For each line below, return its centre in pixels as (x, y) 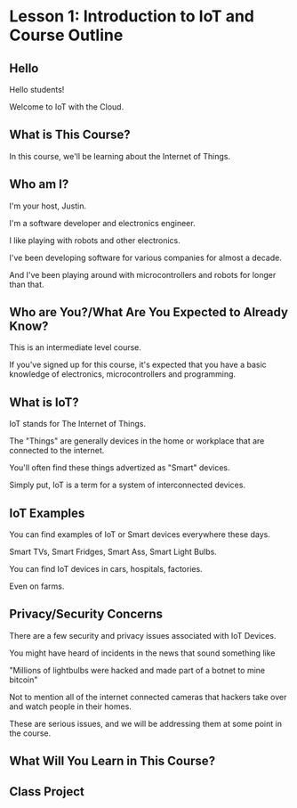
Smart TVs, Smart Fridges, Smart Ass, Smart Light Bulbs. (113, 552)
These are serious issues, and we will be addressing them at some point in (146, 723)
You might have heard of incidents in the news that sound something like (142, 653)
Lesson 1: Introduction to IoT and (132, 16)
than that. (27, 284)
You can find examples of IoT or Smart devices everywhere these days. (140, 535)
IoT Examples (47, 513)
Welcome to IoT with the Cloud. (67, 107)
